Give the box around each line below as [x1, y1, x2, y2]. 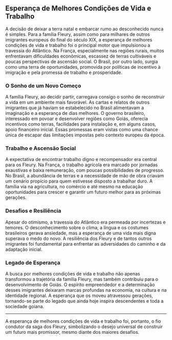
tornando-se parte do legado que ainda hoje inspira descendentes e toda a [5, 298, 164, 304]
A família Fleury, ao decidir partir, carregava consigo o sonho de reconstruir [5, 94, 165, 100]
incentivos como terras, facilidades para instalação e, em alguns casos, [5, 121, 156, 127]
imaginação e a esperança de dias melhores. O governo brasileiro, [5, 110, 145, 116]
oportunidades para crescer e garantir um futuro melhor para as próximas [5, 189, 161, 195]
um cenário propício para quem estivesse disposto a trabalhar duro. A [5, 178, 153, 184]
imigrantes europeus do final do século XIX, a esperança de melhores [5, 36, 153, 43]
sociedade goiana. [5, 304, 45, 309]
